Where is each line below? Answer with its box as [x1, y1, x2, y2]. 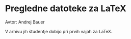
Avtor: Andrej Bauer [5, 19, 45, 25]
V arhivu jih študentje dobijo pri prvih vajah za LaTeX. [5, 28, 113, 34]
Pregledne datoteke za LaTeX [5, 3, 127, 14]
